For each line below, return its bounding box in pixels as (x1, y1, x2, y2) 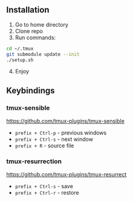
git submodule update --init (6, 51, 80, 57)
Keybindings (6, 85, 56, 96)
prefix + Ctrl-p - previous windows (15, 129, 107, 136)
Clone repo (15, 27, 44, 35)
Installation (6, 5, 50, 15)
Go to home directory (15, 21, 68, 28)
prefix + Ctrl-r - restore (15, 189, 80, 197)
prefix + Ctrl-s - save (15, 183, 74, 190)
